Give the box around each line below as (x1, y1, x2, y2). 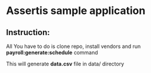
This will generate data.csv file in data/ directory (6, 60, 125, 67)
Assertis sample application (6, 4, 146, 18)
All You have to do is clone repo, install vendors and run (6, 43, 141, 50)
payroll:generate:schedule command (6, 49, 98, 56)
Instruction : (6, 27, 50, 37)
